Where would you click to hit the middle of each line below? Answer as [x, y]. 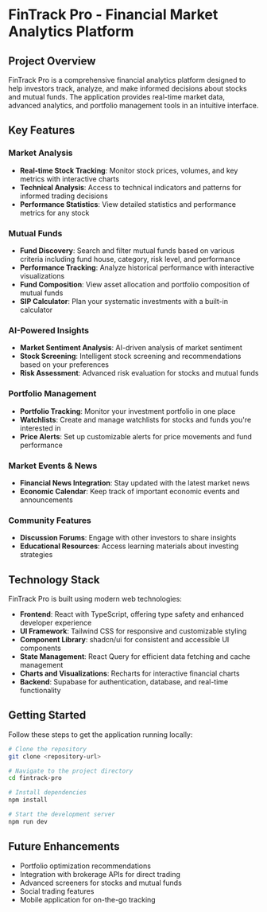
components [40, 648]
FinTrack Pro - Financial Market [113, 15]
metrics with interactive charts [70, 179]
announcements [46, 500]
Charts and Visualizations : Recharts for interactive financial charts [130, 673]
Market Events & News [53, 466]
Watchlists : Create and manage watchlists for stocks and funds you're [135, 419]
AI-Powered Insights [49, 330]
